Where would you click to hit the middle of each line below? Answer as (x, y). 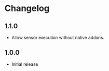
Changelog (27, 8)
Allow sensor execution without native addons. (58, 37)
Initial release (25, 64)
